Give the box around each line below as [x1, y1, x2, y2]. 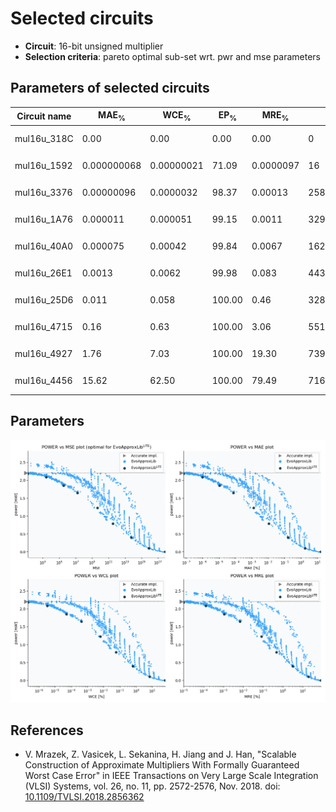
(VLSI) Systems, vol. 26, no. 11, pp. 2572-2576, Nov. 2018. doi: [24, 780, 281, 792]
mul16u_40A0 [14, 240, 74, 252]
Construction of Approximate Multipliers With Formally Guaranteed [24, 759, 300, 771]
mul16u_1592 [14, 159, 73, 171]
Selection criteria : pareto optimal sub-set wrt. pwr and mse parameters [24, 50, 321, 62]
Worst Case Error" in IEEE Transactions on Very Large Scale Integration [24, 770, 319, 782]
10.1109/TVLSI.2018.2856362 [24, 791, 145, 803]
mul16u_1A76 [14, 213, 74, 225]
